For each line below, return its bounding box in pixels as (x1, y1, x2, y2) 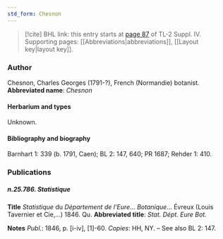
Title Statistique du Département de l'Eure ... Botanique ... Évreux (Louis (7, 203, 214, 211)
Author (7, 62, 32, 72)
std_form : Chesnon (7, 10, 61, 18)
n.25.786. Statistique (7, 185, 71, 193)
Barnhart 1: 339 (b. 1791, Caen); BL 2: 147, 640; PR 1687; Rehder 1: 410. (7, 150, 212, 158)
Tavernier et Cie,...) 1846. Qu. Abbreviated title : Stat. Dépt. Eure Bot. (7, 210, 207, 219)
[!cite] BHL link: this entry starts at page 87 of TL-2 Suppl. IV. (24, 30, 201, 38)
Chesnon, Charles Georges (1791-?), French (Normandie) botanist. (7, 78, 200, 87)
